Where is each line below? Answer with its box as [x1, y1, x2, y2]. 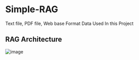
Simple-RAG [5, 4, 59, 15]
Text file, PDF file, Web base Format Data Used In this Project [5, 20, 134, 26]
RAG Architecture [5, 35, 62, 44]
